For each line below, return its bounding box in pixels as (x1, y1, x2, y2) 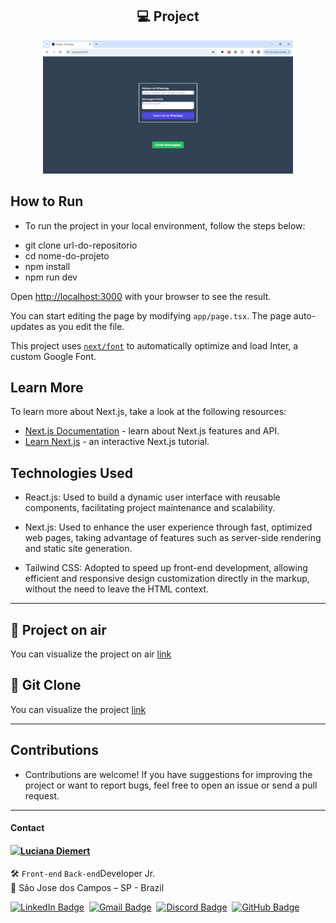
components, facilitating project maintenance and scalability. (24, 502, 276, 514)
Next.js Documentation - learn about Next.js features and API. (24, 425, 280, 437)
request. (24, 789, 60, 802)
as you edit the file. (46, 320, 125, 332)
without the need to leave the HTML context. (24, 583, 209, 595)
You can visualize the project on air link (10, 648, 172, 660)
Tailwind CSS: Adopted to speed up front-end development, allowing (24, 562, 308, 574)
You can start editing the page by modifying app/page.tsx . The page (10, 309, 292, 322)
